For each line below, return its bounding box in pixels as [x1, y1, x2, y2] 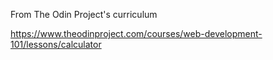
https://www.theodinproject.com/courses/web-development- [10, 28, 263, 39]
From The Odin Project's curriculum [10, 9, 158, 20]
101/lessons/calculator [10, 39, 102, 50]
